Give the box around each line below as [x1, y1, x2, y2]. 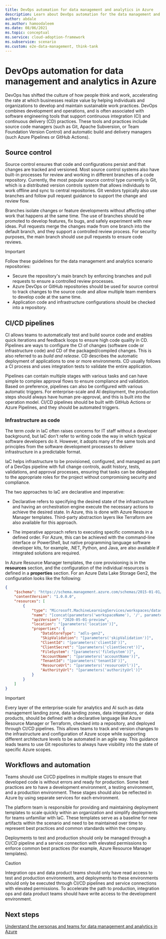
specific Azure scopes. [5, 746, 52, 752]
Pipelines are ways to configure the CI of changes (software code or [5, 343, 144, 349]
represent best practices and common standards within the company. [5, 825, 147, 831]
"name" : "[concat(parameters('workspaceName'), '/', [31, 613, 142, 618]
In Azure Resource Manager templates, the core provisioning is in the [5, 560, 146, 566]
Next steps [5, 910, 40, 919]
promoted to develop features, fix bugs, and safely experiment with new [5, 218, 152, 224]
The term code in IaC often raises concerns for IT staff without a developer [5, 428, 158, 434]
